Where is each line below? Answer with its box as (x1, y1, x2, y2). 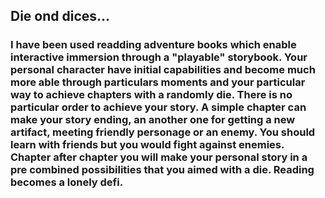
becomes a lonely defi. (10, 175, 124, 189)
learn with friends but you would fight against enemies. (10, 138, 285, 152)
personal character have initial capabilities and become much (10, 63, 316, 77)
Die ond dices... (10, 8, 111, 25)
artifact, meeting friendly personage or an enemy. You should (10, 125, 316, 139)
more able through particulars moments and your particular (10, 75, 306, 89)
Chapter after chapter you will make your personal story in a (10, 150, 308, 164)
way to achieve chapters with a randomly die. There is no (10, 88, 293, 102)
